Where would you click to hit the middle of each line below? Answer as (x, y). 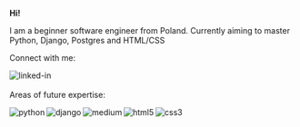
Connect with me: (42, 58)
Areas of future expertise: (58, 95)
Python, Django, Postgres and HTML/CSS (87, 40)
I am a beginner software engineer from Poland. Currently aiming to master (150, 30)
